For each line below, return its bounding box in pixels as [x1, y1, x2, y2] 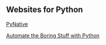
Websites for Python [6, 5, 84, 15]
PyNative [6, 20, 28, 27]
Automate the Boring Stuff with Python [6, 32, 100, 39]
